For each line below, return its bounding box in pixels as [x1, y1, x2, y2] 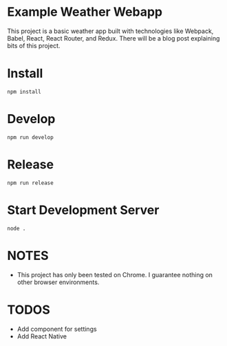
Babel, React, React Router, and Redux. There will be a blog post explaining [7, 34, 220, 42]
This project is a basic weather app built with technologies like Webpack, [7, 27, 214, 35]
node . [7, 225, 26, 232]
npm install [7, 88, 41, 95]
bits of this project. [7, 41, 61, 50]
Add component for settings [17, 325, 98, 333]
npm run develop [7, 133, 54, 141]
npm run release [7, 180, 54, 186]
